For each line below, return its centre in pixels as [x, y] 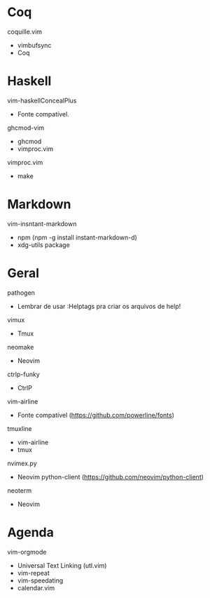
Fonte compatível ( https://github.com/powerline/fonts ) [96, 415]
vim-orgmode [27, 552]
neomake [21, 347]
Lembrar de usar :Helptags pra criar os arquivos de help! [99, 306]
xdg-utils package [43, 245]
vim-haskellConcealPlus [42, 100]
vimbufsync [34, 45]
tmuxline [20, 428]
